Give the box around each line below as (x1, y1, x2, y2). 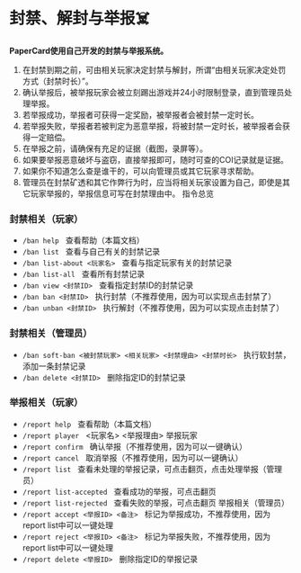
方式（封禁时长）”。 (22, 76, 93, 86)
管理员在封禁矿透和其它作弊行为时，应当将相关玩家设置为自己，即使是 (22, 176, 283, 187)
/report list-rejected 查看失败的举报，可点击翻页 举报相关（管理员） (22, 497, 289, 508)
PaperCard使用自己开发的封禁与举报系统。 (9, 45, 169, 56)
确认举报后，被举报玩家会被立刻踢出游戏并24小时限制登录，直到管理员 (22, 86, 285, 97)
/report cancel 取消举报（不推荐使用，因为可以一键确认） (22, 452, 243, 463)
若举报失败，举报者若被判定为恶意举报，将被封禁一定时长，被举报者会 (22, 121, 283, 131)
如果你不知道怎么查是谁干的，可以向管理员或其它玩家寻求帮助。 (22, 166, 259, 176)
